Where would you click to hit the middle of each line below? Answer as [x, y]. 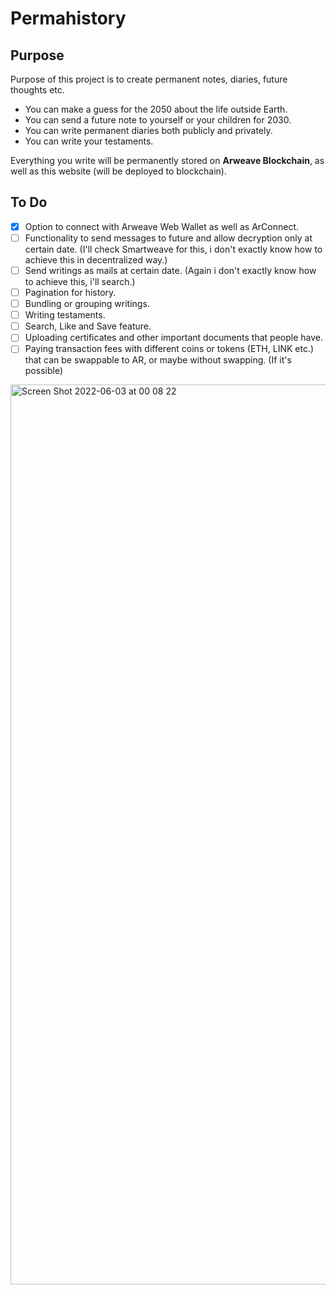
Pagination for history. [70, 292]
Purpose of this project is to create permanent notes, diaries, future [149, 79]
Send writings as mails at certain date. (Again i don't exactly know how [170, 270]
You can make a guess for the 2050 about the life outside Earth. [156, 109]
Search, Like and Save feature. [88, 326]
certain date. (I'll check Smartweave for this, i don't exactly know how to [173, 249]
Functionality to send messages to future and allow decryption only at [168, 238]
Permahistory [68, 18]
